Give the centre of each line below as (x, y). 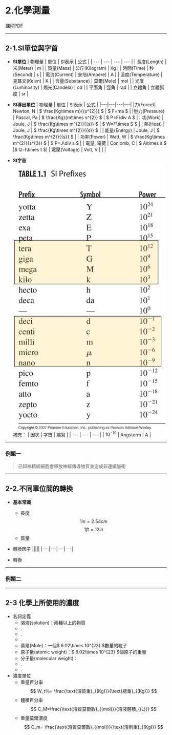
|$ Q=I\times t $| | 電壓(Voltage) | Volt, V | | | (59, 149)
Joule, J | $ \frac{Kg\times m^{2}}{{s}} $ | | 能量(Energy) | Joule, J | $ (86, 130)
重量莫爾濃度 (34, 718)
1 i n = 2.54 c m (93, 521)
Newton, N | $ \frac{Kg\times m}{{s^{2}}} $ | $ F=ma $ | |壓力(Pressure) (89, 111)
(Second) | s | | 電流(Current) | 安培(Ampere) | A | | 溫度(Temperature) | (88, 74)
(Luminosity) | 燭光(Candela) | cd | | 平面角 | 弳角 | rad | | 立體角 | (81, 87)
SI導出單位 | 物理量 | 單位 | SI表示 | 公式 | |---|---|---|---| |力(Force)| (84, 104)
